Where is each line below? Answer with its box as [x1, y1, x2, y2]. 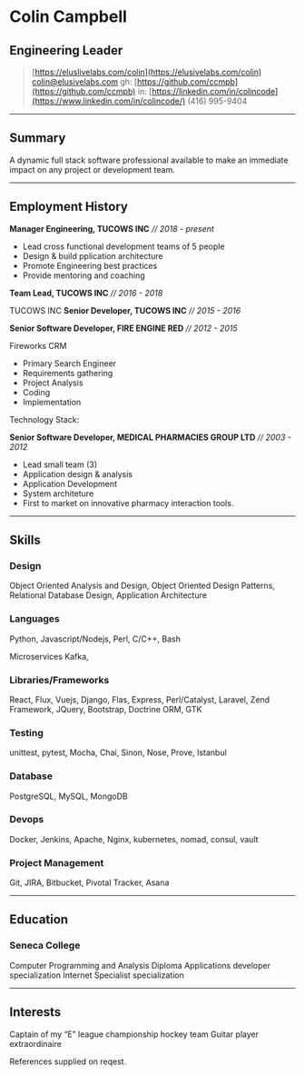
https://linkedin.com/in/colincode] [151, 86, 279, 96]
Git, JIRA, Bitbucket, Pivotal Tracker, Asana [9, 877, 170, 888]
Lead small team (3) [22, 459, 98, 470]
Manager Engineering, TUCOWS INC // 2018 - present [9, 223, 215, 234]
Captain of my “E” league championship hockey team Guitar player [9, 1029, 259, 1040]
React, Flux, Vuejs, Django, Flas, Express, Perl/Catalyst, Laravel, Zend [9, 693, 271, 705]
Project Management [9, 856, 104, 869]
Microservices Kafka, [9, 651, 89, 662]
